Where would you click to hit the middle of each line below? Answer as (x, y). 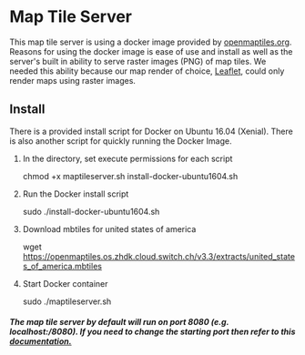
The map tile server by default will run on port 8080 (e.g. (119, 322)
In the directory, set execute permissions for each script (127, 158)
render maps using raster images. (73, 80)
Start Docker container (65, 283)
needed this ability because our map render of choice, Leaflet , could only (147, 71)
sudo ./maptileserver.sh (67, 301)
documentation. (41, 341)
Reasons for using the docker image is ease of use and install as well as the (151, 51)
